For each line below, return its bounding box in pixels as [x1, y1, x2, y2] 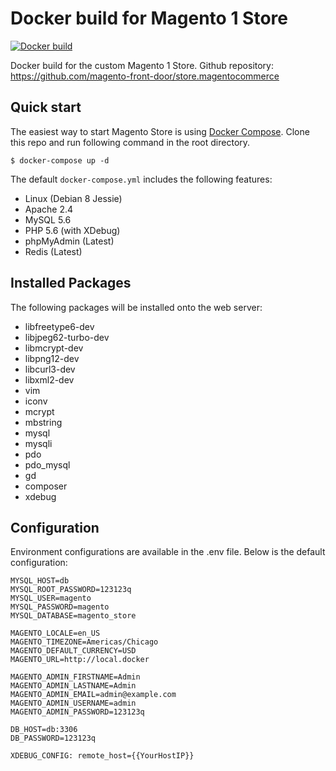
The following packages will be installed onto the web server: [10, 301, 263, 313]
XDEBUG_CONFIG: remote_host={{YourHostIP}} [10, 751, 195, 761]
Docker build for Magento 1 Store [10, 7, 288, 30]
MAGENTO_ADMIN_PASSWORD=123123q [10, 707, 145, 717]
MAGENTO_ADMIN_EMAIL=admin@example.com [10, 690, 177, 700]
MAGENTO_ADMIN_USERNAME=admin [10, 698, 137, 709]
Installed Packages [10, 275, 132, 292]
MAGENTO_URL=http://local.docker [10, 655, 150, 665]
